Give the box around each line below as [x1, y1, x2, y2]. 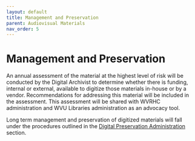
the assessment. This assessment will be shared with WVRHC [6, 98, 160, 105]
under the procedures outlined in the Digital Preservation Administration [6, 123, 186, 130]
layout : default [6, 9, 47, 15]
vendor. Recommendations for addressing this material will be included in [6, 92, 190, 99]
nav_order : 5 [6, 26, 39, 32]
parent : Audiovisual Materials [6, 20, 85, 26]
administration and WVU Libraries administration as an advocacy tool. [6, 105, 180, 112]
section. [6, 129, 27, 137]
